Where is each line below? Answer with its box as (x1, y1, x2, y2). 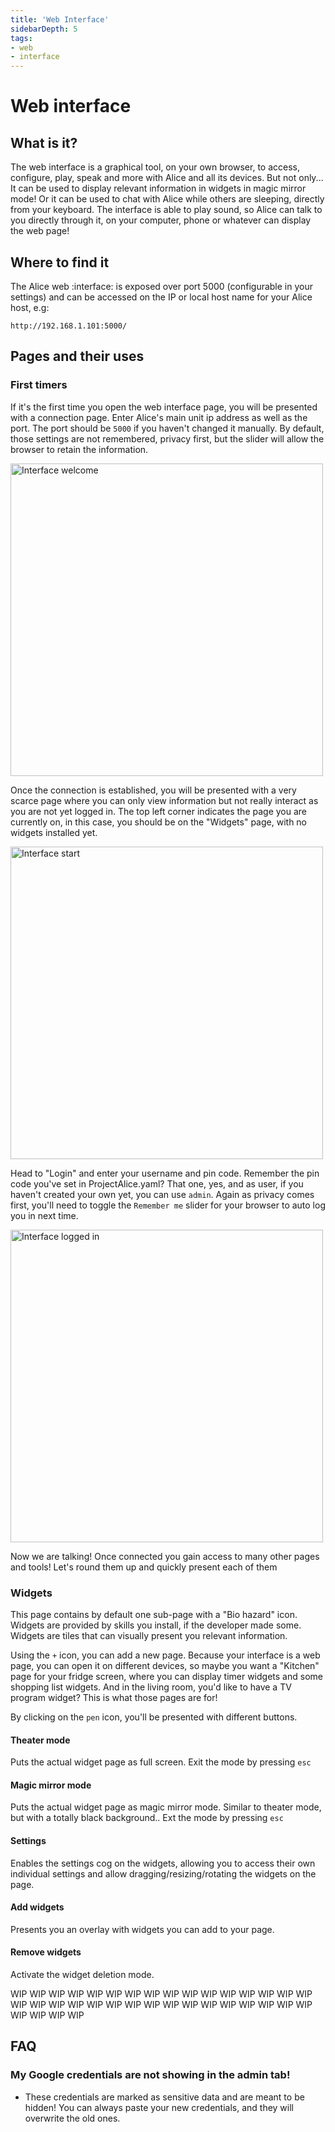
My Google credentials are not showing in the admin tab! (10, 2068, 291, 2082)
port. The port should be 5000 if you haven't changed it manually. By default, (10, 422, 325, 434)
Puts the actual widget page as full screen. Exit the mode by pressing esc (10, 1756, 312, 1768)
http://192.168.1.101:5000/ (10, 321, 128, 331)
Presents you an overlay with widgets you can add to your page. (10, 1923, 275, 1935)
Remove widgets (10, 1946, 82, 1958)
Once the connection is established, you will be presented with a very (10, 784, 297, 796)
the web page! (10, 225, 70, 237)
